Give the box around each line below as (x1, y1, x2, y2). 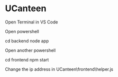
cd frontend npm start (5, 57, 49, 62)
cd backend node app (5, 38, 49, 44)
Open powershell (5, 28, 39, 34)
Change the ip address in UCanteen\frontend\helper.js (5, 66, 114, 72)
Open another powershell (5, 47, 56, 53)
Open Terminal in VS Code (5, 19, 58, 25)
